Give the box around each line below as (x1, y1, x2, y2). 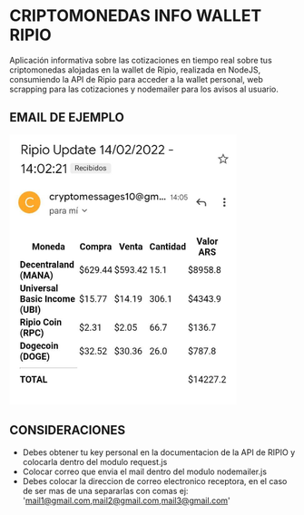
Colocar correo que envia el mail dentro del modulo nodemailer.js (22, 466, 268, 477)
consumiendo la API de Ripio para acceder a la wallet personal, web (9, 73, 263, 84)
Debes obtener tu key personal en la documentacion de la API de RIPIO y (22, 446, 296, 458)
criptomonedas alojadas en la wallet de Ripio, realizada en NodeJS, (9, 64, 261, 75)
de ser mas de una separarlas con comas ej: (22, 485, 189, 496)
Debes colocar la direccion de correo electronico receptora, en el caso (22, 475, 288, 486)
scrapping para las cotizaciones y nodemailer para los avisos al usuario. (9, 83, 279, 94)
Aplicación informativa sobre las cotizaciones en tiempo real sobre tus (9, 54, 272, 65)
